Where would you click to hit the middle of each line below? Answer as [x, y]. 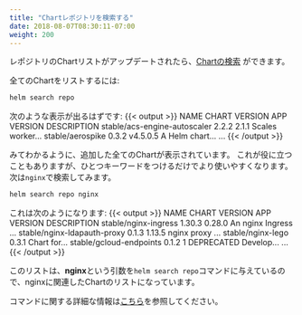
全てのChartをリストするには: [65, 81]
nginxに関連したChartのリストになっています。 [112, 282]
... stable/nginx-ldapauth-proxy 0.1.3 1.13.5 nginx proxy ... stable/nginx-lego [149, 233]
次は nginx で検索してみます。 [62, 177]
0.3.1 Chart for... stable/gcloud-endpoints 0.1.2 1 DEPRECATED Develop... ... [149, 243]
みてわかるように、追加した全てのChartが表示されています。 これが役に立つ [151, 155]
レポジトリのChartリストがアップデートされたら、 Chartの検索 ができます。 [150, 62]
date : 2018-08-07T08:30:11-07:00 [72, 26]
